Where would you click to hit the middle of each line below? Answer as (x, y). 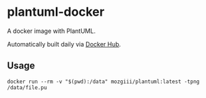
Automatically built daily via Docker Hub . (64, 44)
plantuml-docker (56, 12)
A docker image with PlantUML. (51, 31)
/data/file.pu (27, 87)
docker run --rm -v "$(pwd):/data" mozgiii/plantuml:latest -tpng (103, 82)
